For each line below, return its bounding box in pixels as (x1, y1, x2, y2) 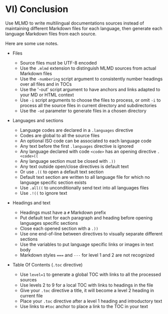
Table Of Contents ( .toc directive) (12, 261, 83, 267)
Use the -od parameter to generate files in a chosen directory (20, 108, 147, 114)
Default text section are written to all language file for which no (20, 174, 150, 180)
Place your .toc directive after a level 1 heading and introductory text (20, 298, 162, 304)
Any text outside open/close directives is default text (20, 163, 129, 169)
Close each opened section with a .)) (20, 225, 99, 231)
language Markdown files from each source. (5, 31, 97, 37)
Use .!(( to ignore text (20, 190, 68, 196)
